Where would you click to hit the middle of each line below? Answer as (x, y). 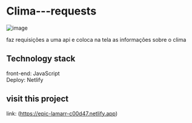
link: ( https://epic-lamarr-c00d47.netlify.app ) (62, 113)
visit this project (38, 99)
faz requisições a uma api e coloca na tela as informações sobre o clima (96, 39)
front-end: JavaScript (33, 73)
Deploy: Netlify (25, 79)
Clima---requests (51, 11)
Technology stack (41, 59)
